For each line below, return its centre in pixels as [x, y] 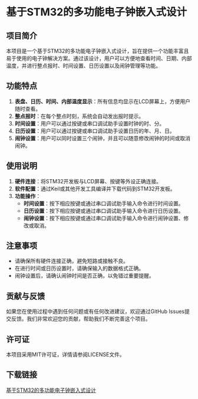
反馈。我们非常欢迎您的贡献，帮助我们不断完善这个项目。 [81, 319]
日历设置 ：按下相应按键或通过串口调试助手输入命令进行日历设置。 [103, 210]
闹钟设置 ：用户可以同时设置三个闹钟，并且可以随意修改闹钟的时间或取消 [102, 138]
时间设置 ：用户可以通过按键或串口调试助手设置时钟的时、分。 [90, 123]
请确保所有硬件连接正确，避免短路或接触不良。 [71, 261]
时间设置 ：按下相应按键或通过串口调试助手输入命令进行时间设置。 [103, 203]
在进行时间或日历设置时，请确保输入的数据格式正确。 [79, 268]
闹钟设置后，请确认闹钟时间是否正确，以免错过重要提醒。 [84, 276]
